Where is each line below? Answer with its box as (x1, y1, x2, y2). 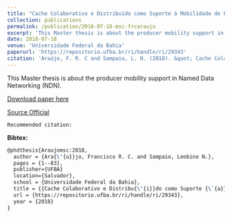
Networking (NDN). (7, 81, 62, 90)
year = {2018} (13, 198, 54, 205)
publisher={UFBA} (13, 166, 64, 173)
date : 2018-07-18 (7, 36, 57, 43)
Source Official (7, 108, 50, 116)
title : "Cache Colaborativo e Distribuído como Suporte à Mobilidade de (7, 10, 221, 17)
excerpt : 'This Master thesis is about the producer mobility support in (7, 29, 224, 37)
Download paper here (7, 95, 69, 103)
